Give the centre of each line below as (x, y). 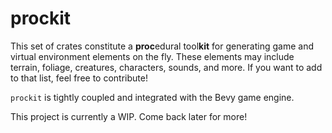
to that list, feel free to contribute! (79, 78)
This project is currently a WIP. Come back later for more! (129, 116)
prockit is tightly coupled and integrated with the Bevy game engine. (152, 97)
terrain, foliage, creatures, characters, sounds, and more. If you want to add (166, 67)
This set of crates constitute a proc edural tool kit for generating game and (162, 46)
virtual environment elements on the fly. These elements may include (152, 56)
